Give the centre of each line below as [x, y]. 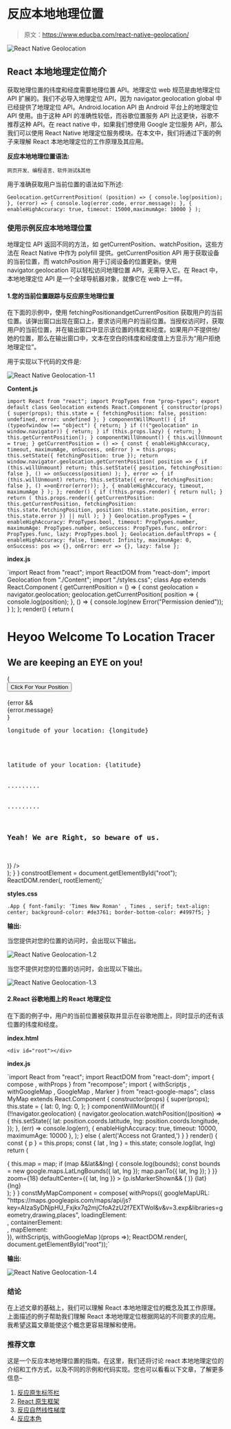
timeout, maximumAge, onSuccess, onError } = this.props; [92, 450]
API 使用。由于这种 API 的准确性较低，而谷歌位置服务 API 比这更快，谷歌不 [113, 115]
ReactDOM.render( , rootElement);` [56, 880]
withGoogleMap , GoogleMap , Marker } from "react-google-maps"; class [111, 1092]
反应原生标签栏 [38, 1393]
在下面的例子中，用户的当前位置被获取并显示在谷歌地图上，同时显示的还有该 [115, 1016]
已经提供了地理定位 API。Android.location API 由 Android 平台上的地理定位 [113, 107]
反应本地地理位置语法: [38, 156]
